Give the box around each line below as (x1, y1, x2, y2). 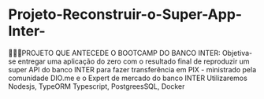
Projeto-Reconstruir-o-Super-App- (8, 5, 243, 24)
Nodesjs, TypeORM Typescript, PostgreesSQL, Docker (8, 81, 185, 91)
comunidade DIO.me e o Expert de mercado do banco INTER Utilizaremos (8, 73, 248, 82)
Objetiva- (221, 48, 253, 57)
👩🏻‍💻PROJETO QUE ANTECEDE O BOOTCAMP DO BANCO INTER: (8, 48, 221, 57)
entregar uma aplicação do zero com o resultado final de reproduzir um (17, 57, 250, 66)
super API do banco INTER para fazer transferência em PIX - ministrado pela (8, 64, 257, 74)
